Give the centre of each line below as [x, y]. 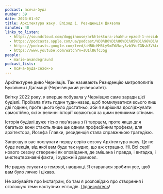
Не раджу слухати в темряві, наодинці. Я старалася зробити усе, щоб [78, 167]
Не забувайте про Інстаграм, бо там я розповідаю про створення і [74, 181]
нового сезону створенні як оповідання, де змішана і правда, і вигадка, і [81, 152]
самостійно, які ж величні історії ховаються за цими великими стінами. [80, 112]
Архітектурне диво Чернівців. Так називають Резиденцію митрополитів [79, 82]
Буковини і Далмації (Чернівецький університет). [56, 87]
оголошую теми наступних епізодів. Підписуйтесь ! [58, 186]
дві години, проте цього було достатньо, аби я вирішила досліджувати [78, 107]
